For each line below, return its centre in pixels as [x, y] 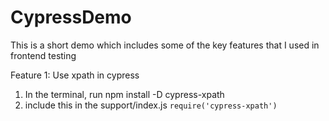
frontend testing [43, 55]
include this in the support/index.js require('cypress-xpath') [151, 105]
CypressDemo [71, 17]
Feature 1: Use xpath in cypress [75, 75]
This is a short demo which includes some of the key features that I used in [165, 45]
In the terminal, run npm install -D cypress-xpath [124, 94]
